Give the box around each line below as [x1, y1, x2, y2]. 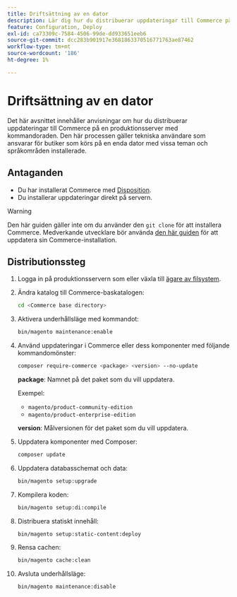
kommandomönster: [17, 349, 76, 357]
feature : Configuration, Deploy [7, 23, 102, 30]
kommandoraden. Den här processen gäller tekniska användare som [7, 131, 206, 140]
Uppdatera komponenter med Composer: [17, 437, 138, 446]
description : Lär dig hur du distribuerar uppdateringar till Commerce [7, 17, 222, 24]
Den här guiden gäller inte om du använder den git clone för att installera [7, 220, 222, 229]
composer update [17, 451, 66, 458]
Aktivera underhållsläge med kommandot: [17, 315, 139, 324]
